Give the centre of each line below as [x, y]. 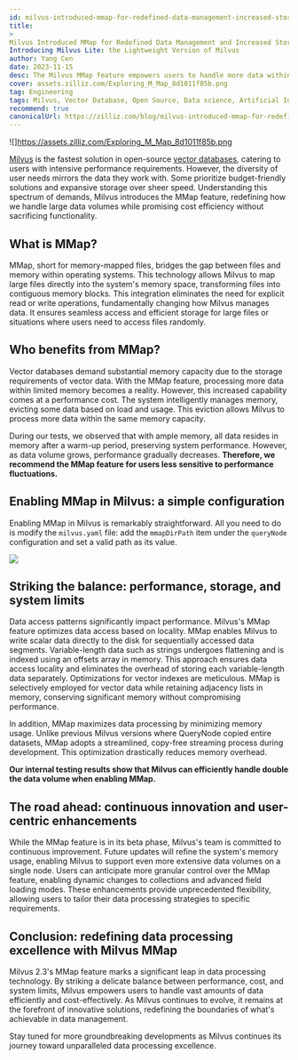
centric [30, 820]
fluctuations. [34, 473]
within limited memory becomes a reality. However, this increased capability [148, 390]
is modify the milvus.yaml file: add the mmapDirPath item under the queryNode [148, 532]
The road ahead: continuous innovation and [132, 807]
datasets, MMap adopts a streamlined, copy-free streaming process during [146, 743]
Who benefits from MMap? [85, 350]
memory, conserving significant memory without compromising [125, 697]
